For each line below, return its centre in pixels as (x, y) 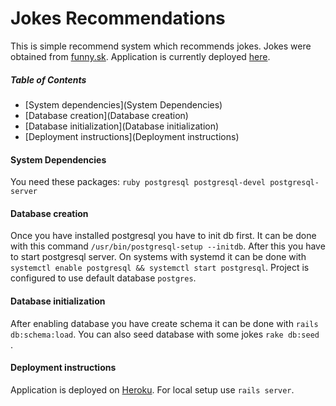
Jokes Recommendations (118, 18)
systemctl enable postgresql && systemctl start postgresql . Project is (160, 268)
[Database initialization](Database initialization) (122, 126)
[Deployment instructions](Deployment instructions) (132, 136)
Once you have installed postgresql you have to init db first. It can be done (163, 236)
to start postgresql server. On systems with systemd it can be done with (158, 257)
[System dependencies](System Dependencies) (123, 104)
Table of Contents (48, 79)
